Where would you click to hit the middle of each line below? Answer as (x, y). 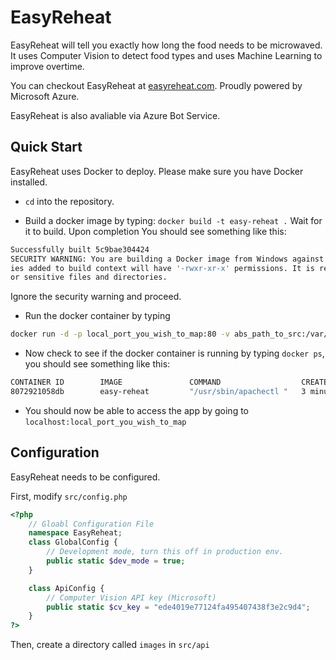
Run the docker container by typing (97, 316)
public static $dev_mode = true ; (116, 561)
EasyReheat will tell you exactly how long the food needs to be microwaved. (166, 45)
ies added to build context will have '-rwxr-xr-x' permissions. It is (162, 268)
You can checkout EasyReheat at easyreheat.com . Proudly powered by (156, 85)
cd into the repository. (69, 201)
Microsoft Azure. (45, 96)
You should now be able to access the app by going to (137, 410)
